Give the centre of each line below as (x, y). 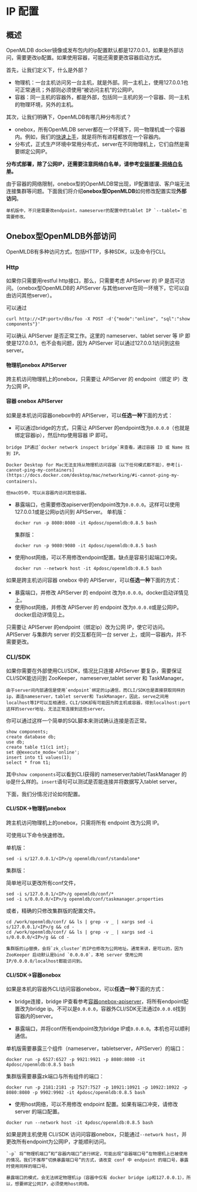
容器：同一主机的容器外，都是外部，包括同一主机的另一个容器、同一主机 (102, 97)
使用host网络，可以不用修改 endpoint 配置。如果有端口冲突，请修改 (96, 1105)
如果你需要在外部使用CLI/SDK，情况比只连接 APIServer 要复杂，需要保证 (94, 671)
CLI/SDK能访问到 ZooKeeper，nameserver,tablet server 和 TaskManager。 (96, 678)
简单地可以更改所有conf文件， (43, 883)
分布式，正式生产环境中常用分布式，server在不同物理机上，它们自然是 (99, 144)
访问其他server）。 (33, 295)
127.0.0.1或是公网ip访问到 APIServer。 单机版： (71, 511)
